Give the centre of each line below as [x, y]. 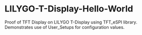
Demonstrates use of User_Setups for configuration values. [65, 27]
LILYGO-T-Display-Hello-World [69, 9]
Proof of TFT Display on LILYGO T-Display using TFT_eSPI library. [71, 22]
